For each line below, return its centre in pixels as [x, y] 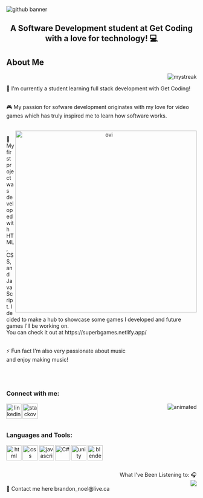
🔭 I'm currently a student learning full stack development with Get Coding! [98, 88]
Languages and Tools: [39, 435]
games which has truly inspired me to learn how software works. [87, 116]
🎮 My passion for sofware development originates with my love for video [98, 107]
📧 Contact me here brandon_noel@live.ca [58, 488]
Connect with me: [33, 394]
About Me [25, 62]
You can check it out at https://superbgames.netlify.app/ [76, 333]
